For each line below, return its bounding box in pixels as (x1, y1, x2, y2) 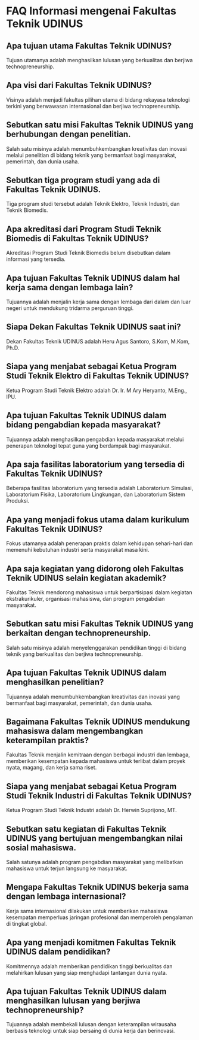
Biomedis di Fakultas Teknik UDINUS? (6, 233, 149, 244)
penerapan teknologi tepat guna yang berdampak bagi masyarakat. (6, 442, 172, 449)
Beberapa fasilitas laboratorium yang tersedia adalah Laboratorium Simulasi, (6, 485, 194, 492)
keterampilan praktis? (6, 735, 89, 746)
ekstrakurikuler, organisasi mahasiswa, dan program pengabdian (6, 595, 165, 602)
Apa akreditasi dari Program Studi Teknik (6, 224, 162, 234)
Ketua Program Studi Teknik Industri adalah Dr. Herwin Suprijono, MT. (6, 807, 177, 814)
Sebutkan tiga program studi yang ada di (6, 175, 160, 186)
